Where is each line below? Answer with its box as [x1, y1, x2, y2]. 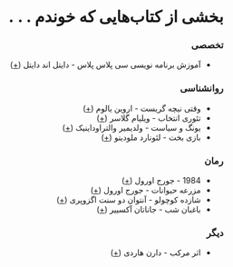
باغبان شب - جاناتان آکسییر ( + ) [95, 204, 201, 215]
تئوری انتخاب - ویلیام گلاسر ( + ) [95, 112, 201, 124]
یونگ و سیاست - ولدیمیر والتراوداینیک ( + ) [62, 122, 201, 133]
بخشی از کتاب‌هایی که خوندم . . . [8, 6, 224, 27]
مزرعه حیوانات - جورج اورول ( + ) [90, 184, 201, 196]
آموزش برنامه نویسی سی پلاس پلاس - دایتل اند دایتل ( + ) [9, 59, 201, 70]
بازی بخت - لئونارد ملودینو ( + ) [100, 132, 201, 143]
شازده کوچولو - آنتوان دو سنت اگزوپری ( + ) [56, 194, 201, 205]
